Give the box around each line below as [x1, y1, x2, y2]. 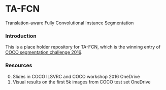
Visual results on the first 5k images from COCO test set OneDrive [12, 79, 151, 85]
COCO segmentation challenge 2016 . [5, 49, 83, 56]
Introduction [5, 32, 37, 39]
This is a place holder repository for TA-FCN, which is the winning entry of [5, 44, 161, 50]
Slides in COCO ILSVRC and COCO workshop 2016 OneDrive [12, 73, 140, 79]
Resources [5, 62, 32, 69]
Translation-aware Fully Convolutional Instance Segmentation [5, 20, 134, 26]
